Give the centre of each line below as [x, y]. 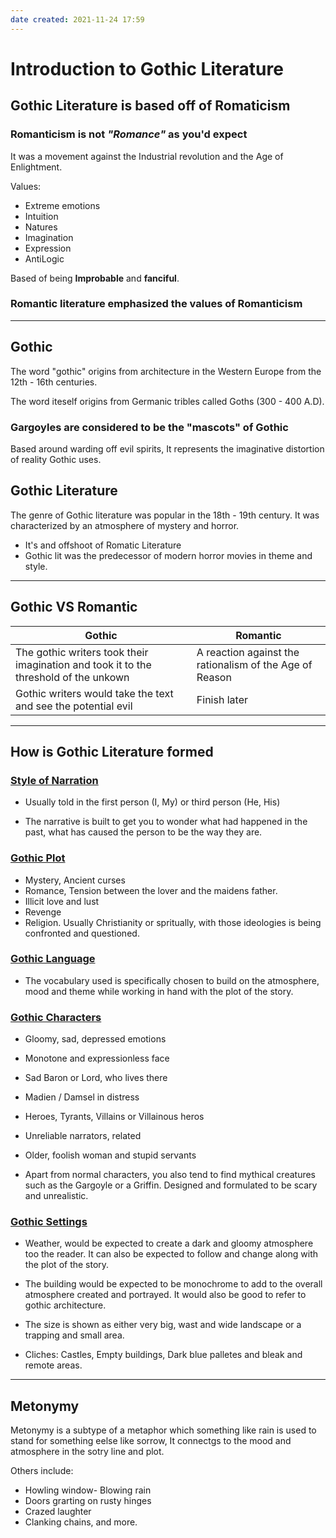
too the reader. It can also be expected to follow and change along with [171, 1254]
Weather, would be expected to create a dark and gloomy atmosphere [169, 1243]
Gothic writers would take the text [94, 693]
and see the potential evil [74, 706]
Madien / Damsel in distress [82, 1097]
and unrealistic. [56, 1196]
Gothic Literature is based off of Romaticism [150, 106]
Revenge [43, 912]
